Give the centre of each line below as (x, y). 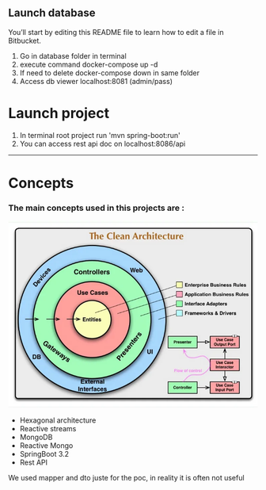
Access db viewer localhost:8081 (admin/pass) (96, 81)
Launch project (59, 113)
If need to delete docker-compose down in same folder (110, 73)
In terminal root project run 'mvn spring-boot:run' (100, 135)
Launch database (52, 13)
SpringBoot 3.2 (44, 454)
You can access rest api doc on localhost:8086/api (103, 144)
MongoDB (36, 437)
